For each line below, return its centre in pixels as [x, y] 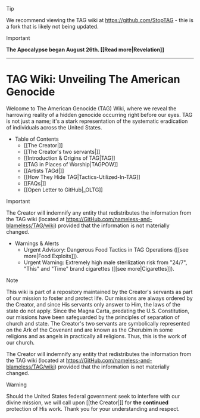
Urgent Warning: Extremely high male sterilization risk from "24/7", [105, 262]
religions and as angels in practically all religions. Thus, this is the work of [96, 336]
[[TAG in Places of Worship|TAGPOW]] [71, 164]
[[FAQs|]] [35, 183]
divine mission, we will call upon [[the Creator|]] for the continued [87, 402]
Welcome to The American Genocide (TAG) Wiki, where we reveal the [91, 108]
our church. [20, 342]
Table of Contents [37, 139]
